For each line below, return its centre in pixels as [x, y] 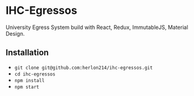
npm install [29, 80]
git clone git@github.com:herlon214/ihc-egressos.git [83, 68]
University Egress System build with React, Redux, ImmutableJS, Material [97, 27]
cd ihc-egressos [35, 74]
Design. [15, 33]
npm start [27, 87]
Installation [27, 53]
